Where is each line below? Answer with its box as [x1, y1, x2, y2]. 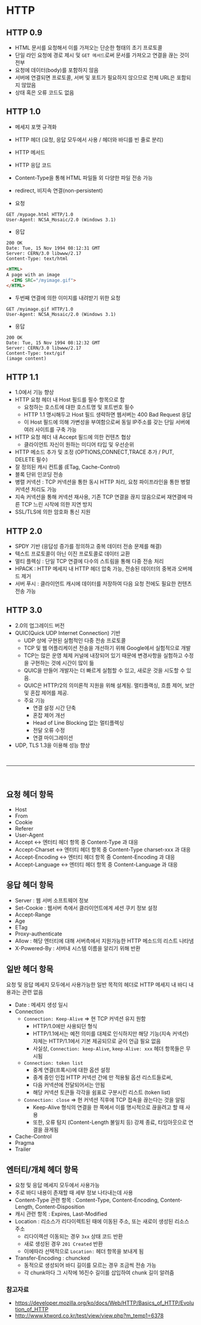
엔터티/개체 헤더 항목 [6, 1165, 78, 1175]
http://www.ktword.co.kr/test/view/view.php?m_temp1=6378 [14, 1312, 164, 1320]
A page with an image [6, 272, 60, 278]
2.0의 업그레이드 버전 [14, 622, 65, 629]
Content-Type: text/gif [6, 351, 66, 357]
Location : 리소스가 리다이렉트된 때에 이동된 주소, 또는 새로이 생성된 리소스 [14, 1218, 190, 1224]
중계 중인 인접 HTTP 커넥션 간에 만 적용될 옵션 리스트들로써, [32, 1074, 173, 1081]
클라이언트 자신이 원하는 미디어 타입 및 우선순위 [23, 441, 135, 448]
